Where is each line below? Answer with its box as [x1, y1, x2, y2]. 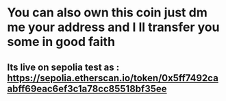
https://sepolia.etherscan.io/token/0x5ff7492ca [7, 72, 219, 84]
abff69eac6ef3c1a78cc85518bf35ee [7, 82, 167, 94]
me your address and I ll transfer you [7, 19, 220, 35]
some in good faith [7, 34, 115, 49]
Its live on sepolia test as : [7, 61, 120, 73]
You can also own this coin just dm [7, 5, 208, 21]
